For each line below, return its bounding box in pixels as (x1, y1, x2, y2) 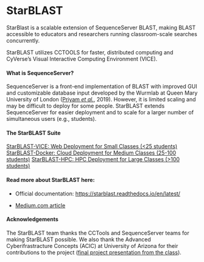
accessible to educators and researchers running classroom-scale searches (6, 30, 198, 37)
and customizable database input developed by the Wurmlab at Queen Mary (6, 89, 198, 96)
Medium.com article (15, 202, 66, 209)
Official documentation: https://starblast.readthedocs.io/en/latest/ (15, 190, 181, 197)
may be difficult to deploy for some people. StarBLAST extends (6, 102, 165, 110)
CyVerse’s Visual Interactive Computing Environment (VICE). (6, 55, 158, 62)
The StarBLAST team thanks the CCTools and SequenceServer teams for (6, 229, 190, 236)
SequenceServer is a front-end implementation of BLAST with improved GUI (6, 83, 197, 90)
